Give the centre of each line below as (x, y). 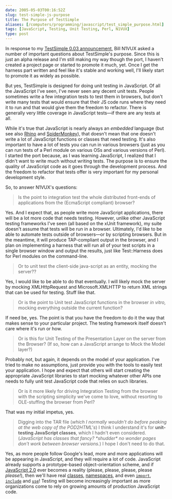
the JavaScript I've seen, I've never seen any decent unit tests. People (80, 91)
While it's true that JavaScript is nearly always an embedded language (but (85, 128)
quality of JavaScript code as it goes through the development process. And (86, 166)
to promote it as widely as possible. (43, 76)
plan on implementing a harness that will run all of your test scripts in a (80, 245)
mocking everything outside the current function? (70, 308)
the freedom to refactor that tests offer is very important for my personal (82, 172)
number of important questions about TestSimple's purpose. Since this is (82, 54)
